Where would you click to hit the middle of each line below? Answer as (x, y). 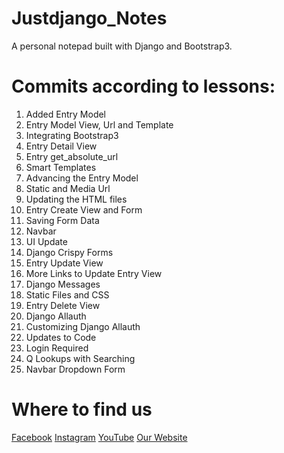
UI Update (46, 241)
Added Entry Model (65, 114)
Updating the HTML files (76, 199)
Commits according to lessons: (143, 86)
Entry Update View (64, 263)
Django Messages (63, 284)
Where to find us (82, 409)
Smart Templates (61, 167)
